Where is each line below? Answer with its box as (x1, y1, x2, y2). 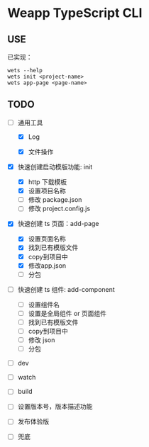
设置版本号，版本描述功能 (17, 402, 93, 411)
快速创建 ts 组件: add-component (17, 285, 115, 293)
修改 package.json (28, 196, 82, 204)
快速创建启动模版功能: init (17, 163, 93, 171)
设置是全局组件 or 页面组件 (28, 309, 107, 317)
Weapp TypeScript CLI (7, 5, 143, 21)
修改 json (28, 336, 55, 344)
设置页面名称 (28, 234, 66, 243)
